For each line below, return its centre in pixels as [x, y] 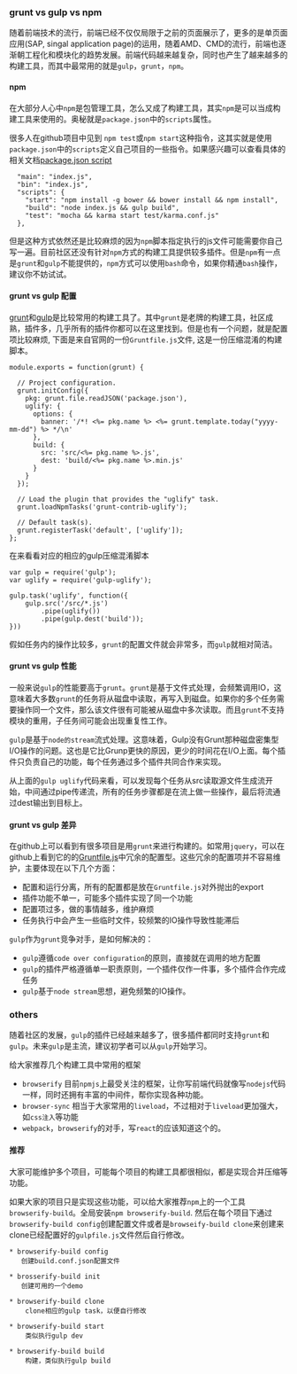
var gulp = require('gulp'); [63, 572]
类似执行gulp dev [54, 1336]
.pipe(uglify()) [71, 611]
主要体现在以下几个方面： [71, 868]
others [23, 1015]
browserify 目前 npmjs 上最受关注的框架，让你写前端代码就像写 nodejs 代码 [154, 1084]
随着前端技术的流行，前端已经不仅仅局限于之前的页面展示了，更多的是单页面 [148, 33]
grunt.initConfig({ [53, 390]
